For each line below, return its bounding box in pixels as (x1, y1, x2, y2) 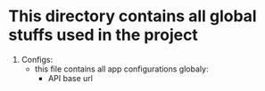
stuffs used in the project (8, 25, 198, 45)
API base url (47, 72, 93, 83)
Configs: (21, 54, 54, 64)
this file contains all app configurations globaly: (34, 64, 209, 74)
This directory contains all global (8, 6, 257, 27)
